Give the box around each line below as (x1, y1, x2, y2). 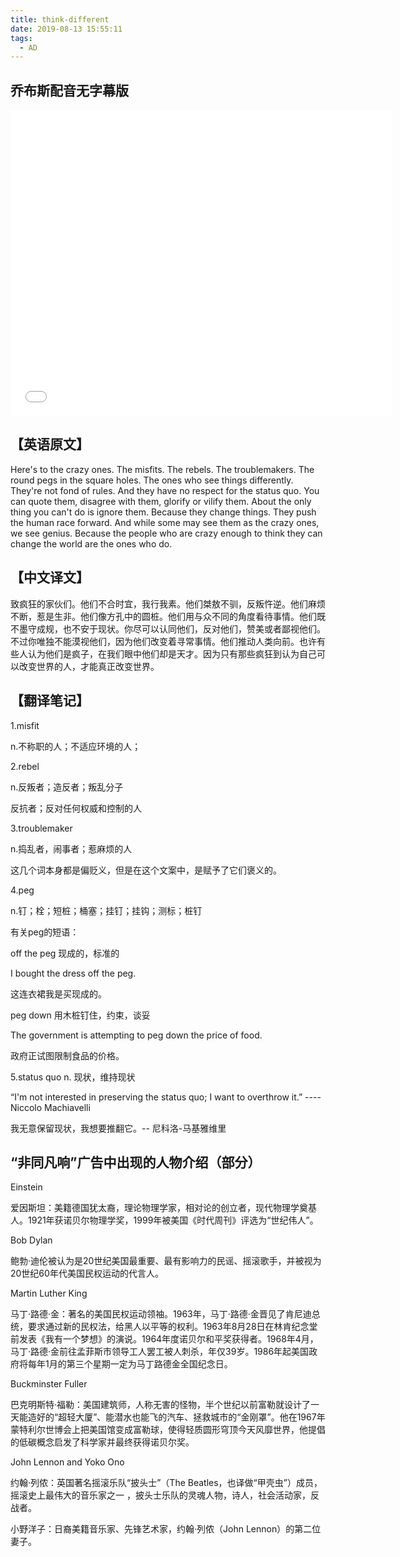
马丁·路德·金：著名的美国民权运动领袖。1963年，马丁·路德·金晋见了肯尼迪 (10, 1308, 312, 1320)
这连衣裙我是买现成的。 (10, 987, 107, 1000)
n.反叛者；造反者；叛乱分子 (10, 781, 124, 793)
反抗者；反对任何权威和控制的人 (10, 802, 142, 814)
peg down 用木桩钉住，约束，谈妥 (10, 1009, 151, 1021)
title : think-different (10, 14, 110, 25)
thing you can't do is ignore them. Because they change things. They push (10, 506, 317, 518)
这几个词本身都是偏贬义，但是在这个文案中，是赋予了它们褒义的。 (10, 864, 282, 876)
